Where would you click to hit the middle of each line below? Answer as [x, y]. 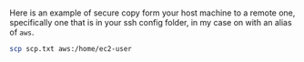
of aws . [22, 32]
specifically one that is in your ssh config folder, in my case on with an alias [151, 23]
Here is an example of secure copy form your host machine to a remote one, [152, 13]
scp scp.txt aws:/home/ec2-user [71, 49]
